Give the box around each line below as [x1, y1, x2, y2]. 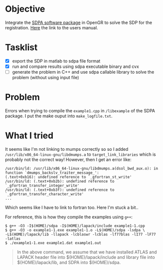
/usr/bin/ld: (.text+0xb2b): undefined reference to [5, 179, 115, 184]
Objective [5, 3, 45, 15]
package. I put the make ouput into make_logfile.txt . [5, 113, 113, 119]
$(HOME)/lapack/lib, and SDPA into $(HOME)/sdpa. [17, 259, 121, 265]
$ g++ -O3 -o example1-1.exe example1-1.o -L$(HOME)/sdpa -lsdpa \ [5, 228, 145, 232]
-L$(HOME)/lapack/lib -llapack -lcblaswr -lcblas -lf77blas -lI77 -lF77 [5, 232, 156, 237]
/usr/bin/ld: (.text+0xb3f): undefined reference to [5, 187, 115, 192]
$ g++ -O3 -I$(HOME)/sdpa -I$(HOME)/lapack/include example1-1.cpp [5, 223, 145, 228]
